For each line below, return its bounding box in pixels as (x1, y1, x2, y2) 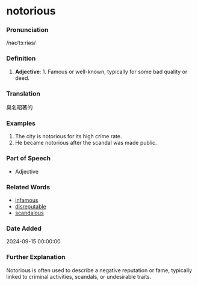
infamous (14, 196, 39, 204)
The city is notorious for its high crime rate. (14, 133, 122, 140)
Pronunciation (6, 26, 49, 34)
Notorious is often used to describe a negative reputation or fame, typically (6, 266, 193, 274)
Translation (6, 89, 40, 97)
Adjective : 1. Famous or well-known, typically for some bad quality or (14, 68, 188, 75)
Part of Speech (6, 154, 51, 163)
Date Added (6, 224, 42, 233)
